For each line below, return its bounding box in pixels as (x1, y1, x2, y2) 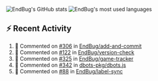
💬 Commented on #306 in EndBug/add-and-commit (14, 42, 142, 49)
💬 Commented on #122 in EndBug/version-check (14, 48, 135, 56)
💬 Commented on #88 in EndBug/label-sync (14, 67, 123, 74)
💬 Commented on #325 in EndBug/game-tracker (14, 55, 134, 62)
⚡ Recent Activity (6, 24, 72, 34)
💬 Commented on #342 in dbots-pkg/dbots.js (14, 61, 127, 68)
